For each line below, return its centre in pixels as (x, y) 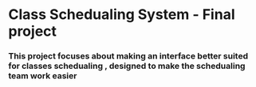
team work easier (43, 76)
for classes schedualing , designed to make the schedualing (127, 66)
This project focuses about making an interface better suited (128, 56)
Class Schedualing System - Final (122, 15)
